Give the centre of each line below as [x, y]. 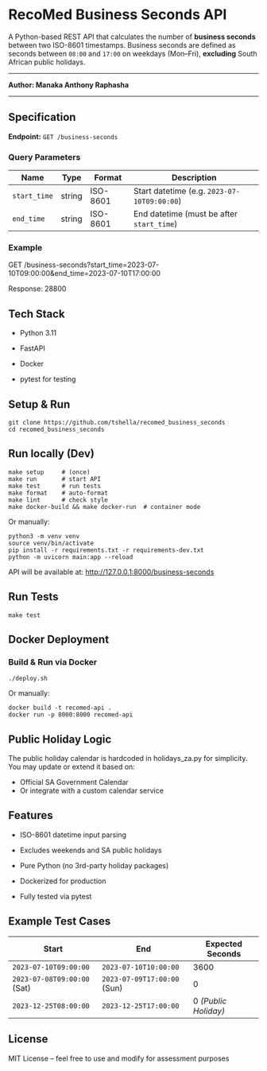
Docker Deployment [59, 639]
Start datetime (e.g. [170, 191]
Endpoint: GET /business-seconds [63, 136]
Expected [224, 944]
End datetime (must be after [186, 214]
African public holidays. [47, 62]
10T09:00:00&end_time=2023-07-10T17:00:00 [85, 274]
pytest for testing [48, 379]
